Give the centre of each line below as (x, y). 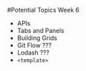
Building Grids (37, 38)
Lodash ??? (33, 52)
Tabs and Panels (41, 31)
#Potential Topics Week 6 (43, 10)
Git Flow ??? (34, 45)
